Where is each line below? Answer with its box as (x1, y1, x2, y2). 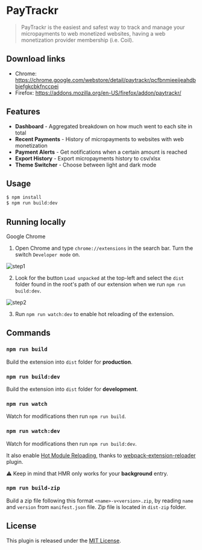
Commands (6, 328, 51, 338)
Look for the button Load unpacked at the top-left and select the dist (14, 274, 184, 281)
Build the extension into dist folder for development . (6, 385, 139, 393)
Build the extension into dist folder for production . (6, 358, 133, 365)
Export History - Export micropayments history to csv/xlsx (14, 154, 161, 162)
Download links (6, 54, 66, 64)
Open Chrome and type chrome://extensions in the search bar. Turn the (14, 244, 194, 251)
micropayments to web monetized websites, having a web (21, 30, 166, 37)
